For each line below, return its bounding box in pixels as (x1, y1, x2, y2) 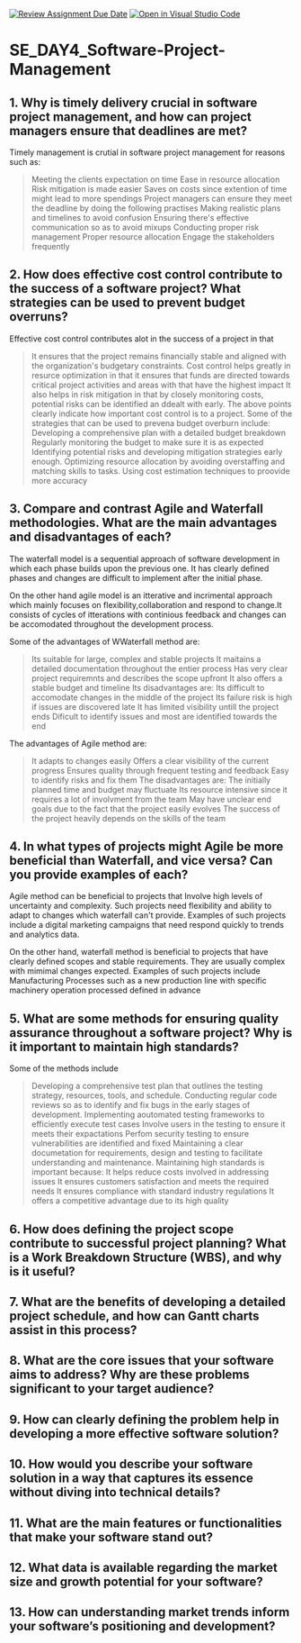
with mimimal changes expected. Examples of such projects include (9, 966, 261, 976)
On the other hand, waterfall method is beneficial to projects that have (9, 947, 269, 958)
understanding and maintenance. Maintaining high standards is (31, 1157, 265, 1168)
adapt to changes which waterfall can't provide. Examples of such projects (9, 910, 287, 921)
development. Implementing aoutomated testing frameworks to (31, 1109, 265, 1121)
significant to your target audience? (9, 1381, 215, 1396)
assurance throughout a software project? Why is (9, 1025, 293, 1040)
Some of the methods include (9, 1063, 119, 1074)
